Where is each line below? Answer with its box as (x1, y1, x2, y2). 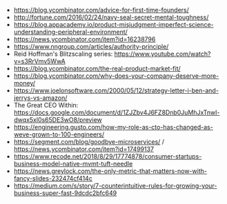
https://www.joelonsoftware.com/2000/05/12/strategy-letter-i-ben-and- (13, 86, 219, 94)
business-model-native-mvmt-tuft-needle (13, 160, 133, 167)
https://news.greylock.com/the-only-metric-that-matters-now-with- (13, 167, 207, 175)
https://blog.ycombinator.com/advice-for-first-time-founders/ (13, 6, 190, 14)
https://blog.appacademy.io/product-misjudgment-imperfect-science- (13, 21, 214, 28)
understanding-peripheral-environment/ (13, 28, 128, 36)
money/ (13, 79, 36, 87)
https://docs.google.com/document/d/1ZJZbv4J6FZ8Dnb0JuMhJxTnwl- (13, 108, 220, 116)
